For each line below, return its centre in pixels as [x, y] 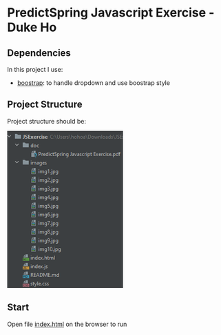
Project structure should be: [46, 121]
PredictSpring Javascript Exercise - [111, 13]
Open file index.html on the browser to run [67, 324]
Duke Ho [32, 27]
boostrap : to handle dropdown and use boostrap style [94, 83]
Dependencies [39, 53]
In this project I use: [35, 69]
